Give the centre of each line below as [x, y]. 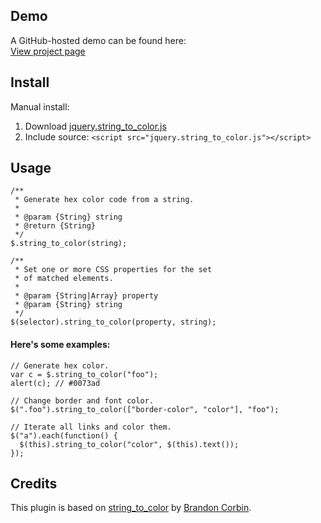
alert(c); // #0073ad [55, 383]
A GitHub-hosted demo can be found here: [98, 40]
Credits [34, 484]
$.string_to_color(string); [69, 244]
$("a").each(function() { [64, 435]
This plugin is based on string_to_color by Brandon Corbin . [131, 508]
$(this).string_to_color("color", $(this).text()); [129, 444]
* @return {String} [55, 226]
